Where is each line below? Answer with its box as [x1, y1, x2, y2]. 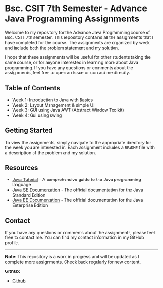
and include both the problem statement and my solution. [5, 45, 120, 51]
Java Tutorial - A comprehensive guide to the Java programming [12, 177, 142, 182]
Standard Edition [12, 192, 46, 198]
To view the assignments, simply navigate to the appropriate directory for [5, 139, 151, 145]
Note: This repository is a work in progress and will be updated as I [5, 254, 139, 260]
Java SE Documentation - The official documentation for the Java [12, 187, 143, 193]
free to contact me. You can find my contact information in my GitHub [5, 234, 144, 241]
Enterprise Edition [12, 202, 48, 208]
